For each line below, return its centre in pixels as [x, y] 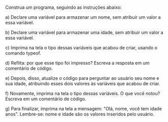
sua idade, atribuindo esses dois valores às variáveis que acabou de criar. [83, 84]
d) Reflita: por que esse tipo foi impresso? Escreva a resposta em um [77, 63]
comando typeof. [23, 53]
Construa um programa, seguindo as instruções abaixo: [64, 7]
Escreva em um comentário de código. [46, 99]
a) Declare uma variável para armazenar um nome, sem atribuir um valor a [83, 17]
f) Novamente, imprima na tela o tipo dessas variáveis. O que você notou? [83, 93]
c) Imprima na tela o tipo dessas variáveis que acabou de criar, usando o [81, 48]
